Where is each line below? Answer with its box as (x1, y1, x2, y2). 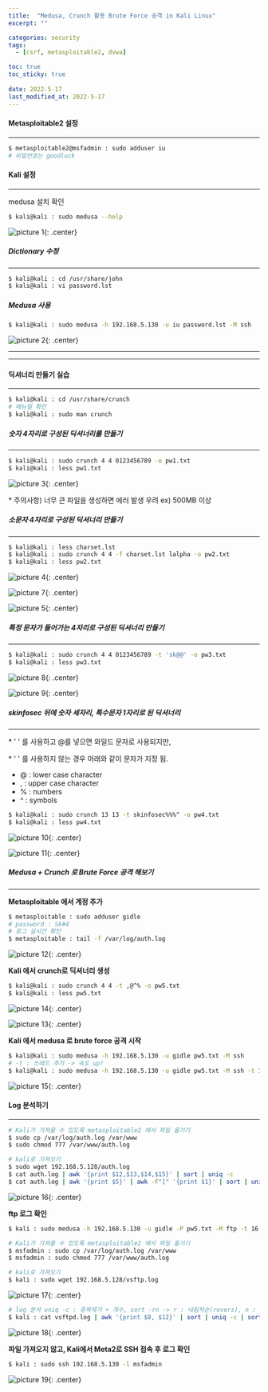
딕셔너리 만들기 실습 (8, 370, 70, 379)
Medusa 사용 (8, 300, 51, 310)
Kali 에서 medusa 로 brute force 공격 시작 (8, 1035, 142, 1045)
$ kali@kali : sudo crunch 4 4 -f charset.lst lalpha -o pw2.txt (8, 550, 230, 558)
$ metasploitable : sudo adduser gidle (8, 913, 141, 921)
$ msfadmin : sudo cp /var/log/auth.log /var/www (8, 1246, 177, 1254)
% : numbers (19, 786, 62, 796)
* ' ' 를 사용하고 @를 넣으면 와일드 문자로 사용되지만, (8, 737, 171, 746)
